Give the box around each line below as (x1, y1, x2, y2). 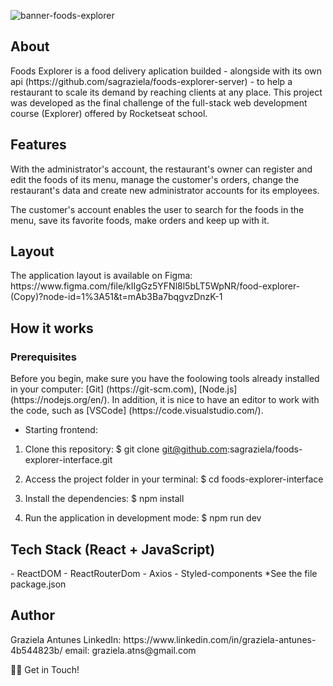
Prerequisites (10, 350, 77, 364)
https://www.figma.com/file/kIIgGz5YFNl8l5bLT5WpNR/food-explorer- (10, 280, 301, 292)
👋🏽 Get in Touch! (10, 663, 80, 675)
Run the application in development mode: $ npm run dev (24, 512, 262, 524)
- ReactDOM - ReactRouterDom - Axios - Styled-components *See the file (10, 567, 318, 579)
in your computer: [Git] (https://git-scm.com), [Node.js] (10, 383, 238, 395)
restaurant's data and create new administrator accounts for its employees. (10, 184, 320, 196)
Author (10, 607, 55, 624)
